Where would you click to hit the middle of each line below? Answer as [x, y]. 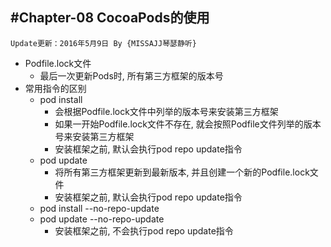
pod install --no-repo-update [99, 208]
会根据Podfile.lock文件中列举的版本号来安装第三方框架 [166, 111]
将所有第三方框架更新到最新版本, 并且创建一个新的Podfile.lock [182, 172]
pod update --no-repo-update [102, 219]
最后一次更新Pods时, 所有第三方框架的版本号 [131, 75]
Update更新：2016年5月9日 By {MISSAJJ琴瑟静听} [103, 43]
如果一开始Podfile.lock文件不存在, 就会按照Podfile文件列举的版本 [188, 124]
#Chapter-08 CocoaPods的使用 [110, 18]
